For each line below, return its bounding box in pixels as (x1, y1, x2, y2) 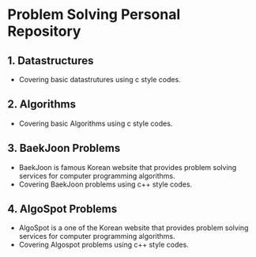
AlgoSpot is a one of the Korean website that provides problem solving (18, 223, 249, 232)
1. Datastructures (7, 54, 94, 67)
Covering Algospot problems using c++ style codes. (18, 240, 189, 250)
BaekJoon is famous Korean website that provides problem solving (18, 162, 237, 172)
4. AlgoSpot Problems (7, 202, 118, 216)
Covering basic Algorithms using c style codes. (18, 119, 173, 128)
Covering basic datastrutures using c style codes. (18, 75, 181, 84)
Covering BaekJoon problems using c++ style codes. (18, 180, 193, 189)
